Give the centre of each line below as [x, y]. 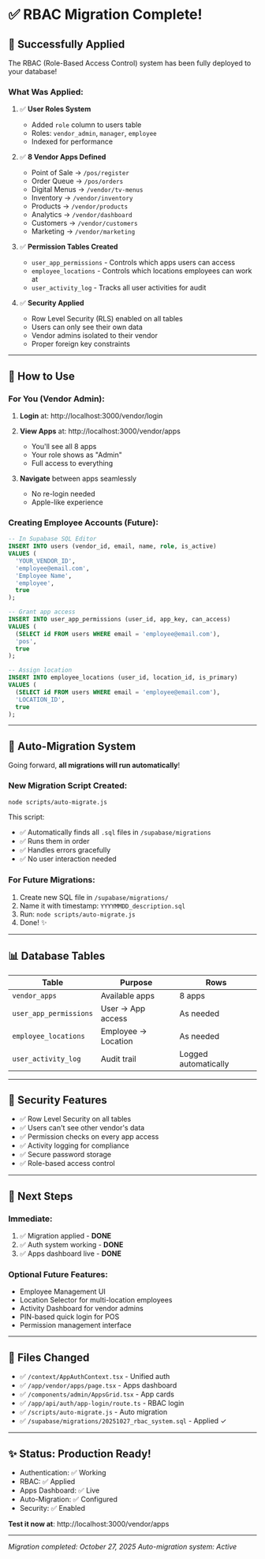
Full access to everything [72, 463]
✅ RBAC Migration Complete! [105, 15]
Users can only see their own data [87, 327]
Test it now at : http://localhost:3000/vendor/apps [89, 1523]
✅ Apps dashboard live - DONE [71, 1254]
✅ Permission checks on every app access [89, 1137]
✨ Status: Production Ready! [80, 1454]
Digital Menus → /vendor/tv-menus [87, 189]
